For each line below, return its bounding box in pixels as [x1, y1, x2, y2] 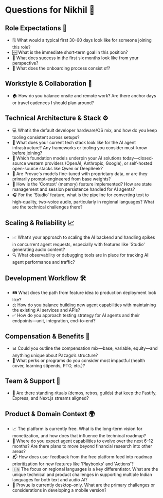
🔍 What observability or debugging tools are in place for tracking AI [12, 252, 149, 258]
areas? [12, 448, 26, 454]
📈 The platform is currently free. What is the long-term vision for [12, 426, 143, 431]
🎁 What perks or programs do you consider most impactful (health [12, 358, 145, 363]
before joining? [12, 150, 42, 156]
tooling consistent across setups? [12, 134, 80, 140]
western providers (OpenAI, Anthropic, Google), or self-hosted [27, 160, 153, 166]
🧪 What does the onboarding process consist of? [12, 66, 110, 71]
